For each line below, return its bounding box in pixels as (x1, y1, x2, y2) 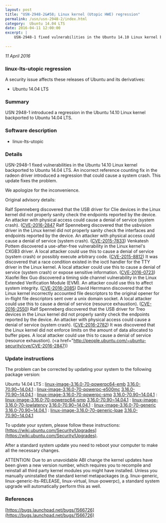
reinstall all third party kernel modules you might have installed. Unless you (5, 468, 158, 474)
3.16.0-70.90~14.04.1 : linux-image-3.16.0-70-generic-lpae (5, 407, 124, 413)
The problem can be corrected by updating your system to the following (5, 366, 152, 372)
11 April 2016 (5, 53, 31, 59)
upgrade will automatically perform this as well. (5, 483, 101, 489)
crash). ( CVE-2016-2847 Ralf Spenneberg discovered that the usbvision (5, 222, 152, 228)
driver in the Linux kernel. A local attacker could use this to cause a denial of (5, 264, 161, 270)
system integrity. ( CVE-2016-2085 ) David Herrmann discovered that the (5, 285, 152, 291)
